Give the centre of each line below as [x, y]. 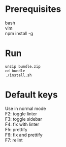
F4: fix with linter [22, 124]
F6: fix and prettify [24, 135]
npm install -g [19, 33]
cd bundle [15, 71]
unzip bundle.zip [23, 66]
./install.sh [18, 75]
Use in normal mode [26, 108]
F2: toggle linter [21, 114]
